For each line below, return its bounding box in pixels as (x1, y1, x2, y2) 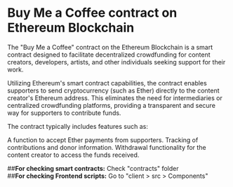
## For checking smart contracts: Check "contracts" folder (7, 164, 179, 172)
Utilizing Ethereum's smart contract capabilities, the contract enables (7, 78, 207, 87)
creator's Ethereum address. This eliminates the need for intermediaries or (7, 93, 222, 102)
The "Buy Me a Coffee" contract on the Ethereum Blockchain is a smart (7, 43, 213, 51)
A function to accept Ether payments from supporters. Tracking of (7, 135, 199, 144)
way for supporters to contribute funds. (7, 109, 121, 117)
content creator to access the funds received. (7, 151, 140, 159)
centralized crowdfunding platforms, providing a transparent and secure (7, 101, 216, 109)
